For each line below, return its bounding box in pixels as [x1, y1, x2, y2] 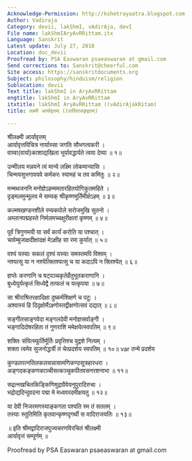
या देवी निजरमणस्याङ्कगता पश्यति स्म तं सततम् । [7, 402, 116, 410]
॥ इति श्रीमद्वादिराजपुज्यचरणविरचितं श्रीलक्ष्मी [7, 423, 101, 432]
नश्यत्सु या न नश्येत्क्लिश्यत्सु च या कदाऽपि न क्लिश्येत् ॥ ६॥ [7, 257, 138, 266]
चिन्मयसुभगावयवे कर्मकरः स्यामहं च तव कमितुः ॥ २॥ [7, 170, 120, 179]
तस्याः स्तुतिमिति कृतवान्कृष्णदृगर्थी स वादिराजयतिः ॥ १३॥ [7, 409, 132, 418]
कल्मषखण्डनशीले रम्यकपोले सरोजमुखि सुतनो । [7, 206, 110, 214]
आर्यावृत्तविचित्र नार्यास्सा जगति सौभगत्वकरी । [7, 140, 106, 149]
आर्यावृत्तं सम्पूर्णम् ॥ [7, 432, 49, 440]
